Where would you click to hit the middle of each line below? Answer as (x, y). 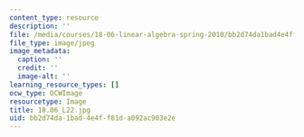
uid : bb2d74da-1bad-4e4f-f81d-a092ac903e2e (93, 118)
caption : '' (40, 59)
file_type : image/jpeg (52, 43)
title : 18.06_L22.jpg (50, 110)
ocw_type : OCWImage (46, 93)
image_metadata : (40, 51)
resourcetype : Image (48, 101)
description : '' (40, 26)
